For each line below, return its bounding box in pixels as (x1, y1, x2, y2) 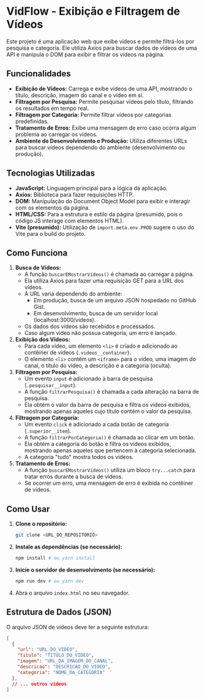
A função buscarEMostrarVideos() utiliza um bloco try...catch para (24, 466, 195, 474)
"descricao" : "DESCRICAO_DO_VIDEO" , (17, 664, 111, 670)
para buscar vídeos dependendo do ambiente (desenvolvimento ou (15, 143, 185, 151)
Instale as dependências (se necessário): (15, 543, 122, 551)
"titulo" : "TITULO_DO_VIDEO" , (17, 653, 95, 659)
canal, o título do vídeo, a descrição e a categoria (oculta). (24, 362, 172, 369)
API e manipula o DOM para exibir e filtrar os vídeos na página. (6, 50, 165, 58)
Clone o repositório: (15, 520, 67, 528)
